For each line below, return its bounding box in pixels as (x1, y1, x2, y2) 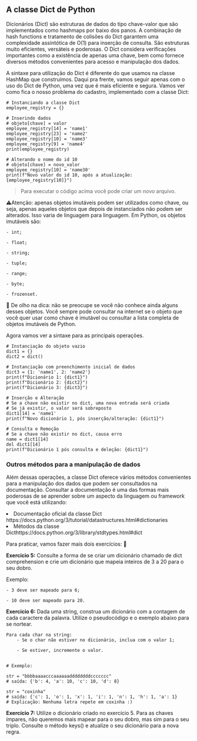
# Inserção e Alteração (6, 395, 65, 401)
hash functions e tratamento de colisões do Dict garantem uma (6, 32, 159, 40)
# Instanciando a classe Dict (6, 100, 81, 106)
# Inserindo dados (6, 115, 51, 121)
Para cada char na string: (6, 632, 72, 638)
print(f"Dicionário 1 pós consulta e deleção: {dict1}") (6, 446, 149, 452)
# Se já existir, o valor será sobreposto (6, 405, 112, 411)
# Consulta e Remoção (6, 426, 59, 432)
